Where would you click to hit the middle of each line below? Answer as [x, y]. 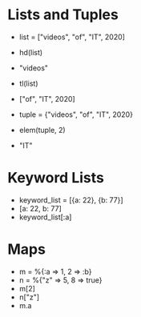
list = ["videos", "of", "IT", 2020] [72, 37]
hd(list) [31, 52]
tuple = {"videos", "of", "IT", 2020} [76, 114]
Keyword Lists [56, 178]
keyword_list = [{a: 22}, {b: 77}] [71, 200]
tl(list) [28, 83]
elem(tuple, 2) [42, 130]
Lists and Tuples [63, 15]
